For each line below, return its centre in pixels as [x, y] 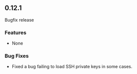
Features [16, 32]
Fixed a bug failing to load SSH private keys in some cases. [72, 67]
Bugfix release [19, 20]
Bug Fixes [17, 56]
